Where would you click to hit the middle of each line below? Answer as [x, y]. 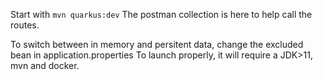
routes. [25, 25]
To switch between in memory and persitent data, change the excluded [157, 44]
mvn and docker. [45, 65]
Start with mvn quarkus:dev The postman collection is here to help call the [161, 14]
